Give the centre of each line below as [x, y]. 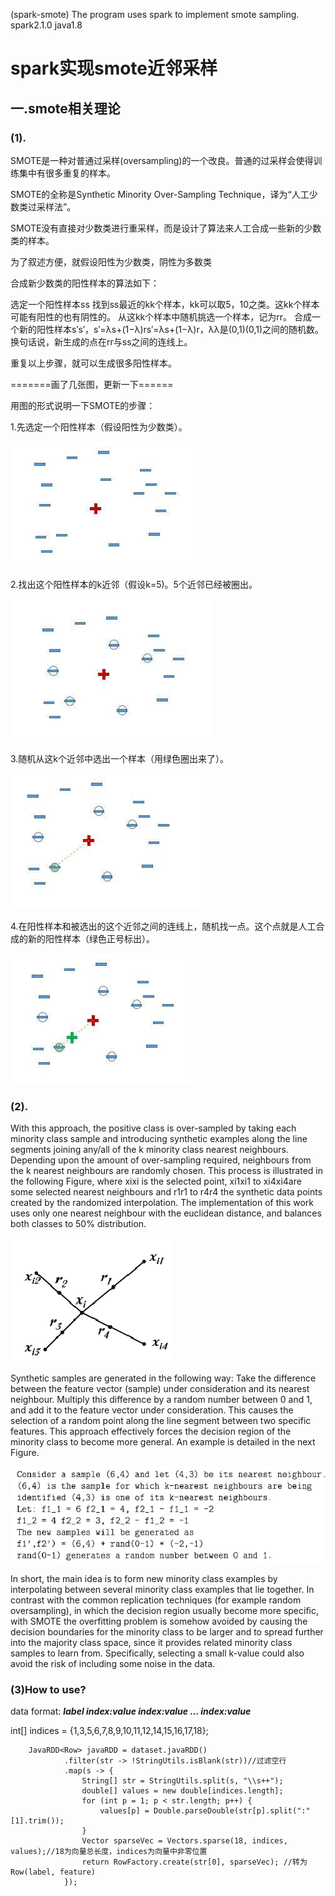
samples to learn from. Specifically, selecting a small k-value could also [157, 1653]
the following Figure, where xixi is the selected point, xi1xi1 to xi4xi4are [156, 1181]
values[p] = [124, 1811]
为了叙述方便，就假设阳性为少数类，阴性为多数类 [111, 261]
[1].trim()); [37, 1821]
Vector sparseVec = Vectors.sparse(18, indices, [184, 1841]
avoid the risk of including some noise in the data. [113, 1663]
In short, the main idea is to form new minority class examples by [144, 1578]
